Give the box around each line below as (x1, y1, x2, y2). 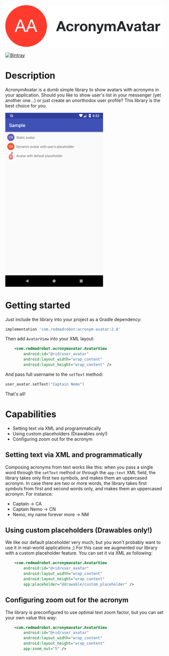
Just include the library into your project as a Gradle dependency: (5, 316, 142, 322)
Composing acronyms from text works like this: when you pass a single (5, 464, 153, 470)
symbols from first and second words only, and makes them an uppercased (5, 485, 162, 491)
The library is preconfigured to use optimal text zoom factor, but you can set (5, 609, 164, 615)
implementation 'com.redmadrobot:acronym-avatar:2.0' (5, 327, 121, 332)
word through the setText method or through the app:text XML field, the (5, 469, 156, 475)
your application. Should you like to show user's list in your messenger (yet (5, 92, 161, 98)
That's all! (5, 391, 26, 397)
